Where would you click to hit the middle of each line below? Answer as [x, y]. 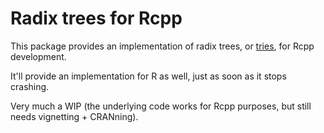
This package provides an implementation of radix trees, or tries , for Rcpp [162, 46]
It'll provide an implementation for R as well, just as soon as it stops [148, 76]
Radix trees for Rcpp [96, 18]
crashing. [30, 86]
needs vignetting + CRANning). [74, 116]
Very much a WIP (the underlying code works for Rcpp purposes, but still [161, 106]
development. [38, 56]
